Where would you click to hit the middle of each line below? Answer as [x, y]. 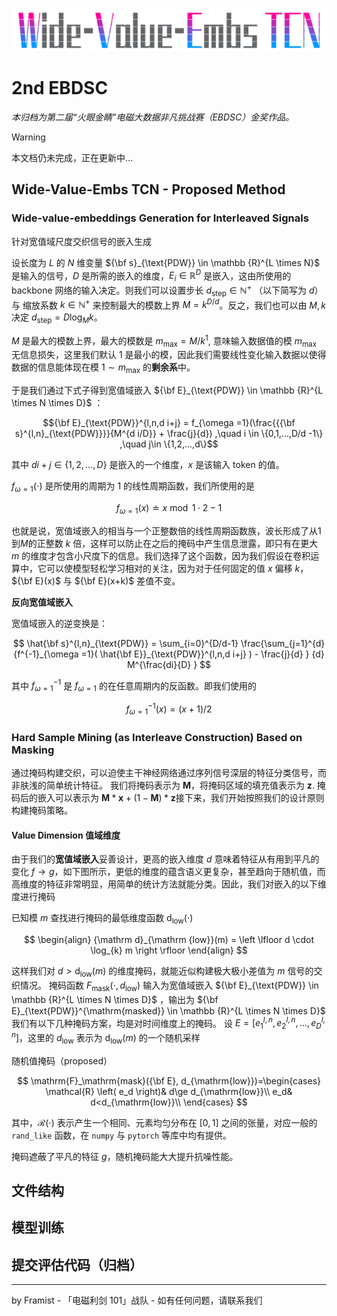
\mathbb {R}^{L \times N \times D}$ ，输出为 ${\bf [115, 999]
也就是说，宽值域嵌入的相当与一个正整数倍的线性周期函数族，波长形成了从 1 [166, 530]
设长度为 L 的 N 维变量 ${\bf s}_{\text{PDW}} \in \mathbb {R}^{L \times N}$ [166, 262]
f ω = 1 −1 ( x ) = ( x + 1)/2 [169, 709]
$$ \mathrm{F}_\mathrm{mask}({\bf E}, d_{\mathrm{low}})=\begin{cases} [168, 1080]
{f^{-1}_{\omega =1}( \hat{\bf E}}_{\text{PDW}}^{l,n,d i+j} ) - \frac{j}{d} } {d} [169, 654]
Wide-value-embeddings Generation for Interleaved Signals [160, 218]
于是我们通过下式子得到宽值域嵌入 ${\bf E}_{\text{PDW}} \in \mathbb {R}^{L [167, 390]
